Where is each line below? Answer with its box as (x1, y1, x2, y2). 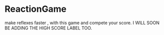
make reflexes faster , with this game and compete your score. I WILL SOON (4, 20, 160, 26)
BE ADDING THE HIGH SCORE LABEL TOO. (4, 25, 92, 31)
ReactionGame (4, 3, 67, 15)
